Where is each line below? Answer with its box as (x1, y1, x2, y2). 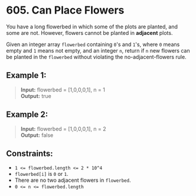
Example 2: (6, 110, 48, 120)
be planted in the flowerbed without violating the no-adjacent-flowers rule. (6, 53, 187, 60)
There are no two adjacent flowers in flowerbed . (14, 177, 131, 184)
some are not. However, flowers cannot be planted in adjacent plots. (6, 29, 173, 36)
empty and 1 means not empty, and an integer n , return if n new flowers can (6, 47, 190, 54)
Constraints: (6, 148, 53, 158)
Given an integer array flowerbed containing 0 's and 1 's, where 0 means (6, 41, 180, 48)
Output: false (20, 131, 54, 139)
